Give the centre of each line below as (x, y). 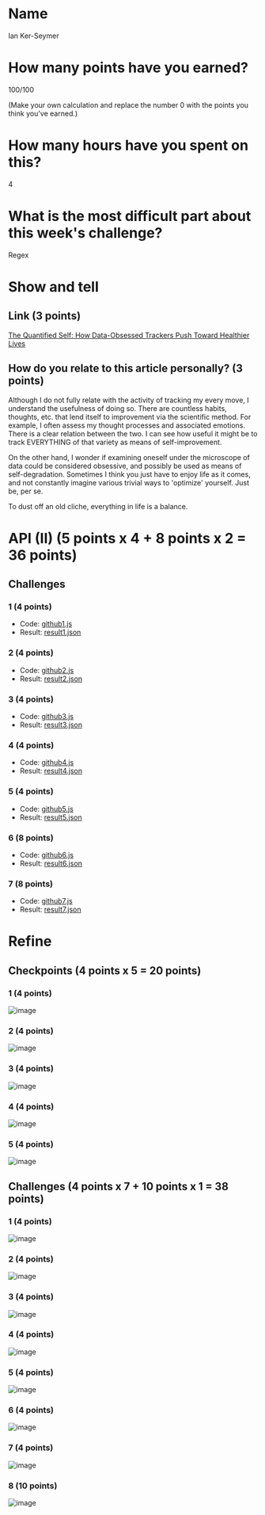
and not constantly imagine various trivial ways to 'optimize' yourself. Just (129, 482)
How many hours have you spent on (129, 145)
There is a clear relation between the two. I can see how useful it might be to (133, 433)
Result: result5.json (51, 817)
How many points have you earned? (129, 68)
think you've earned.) (43, 113)
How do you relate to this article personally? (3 (126, 369)
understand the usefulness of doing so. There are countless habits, (117, 408)
